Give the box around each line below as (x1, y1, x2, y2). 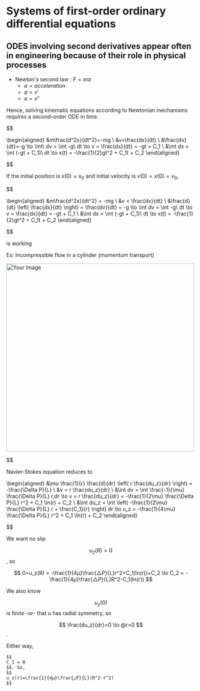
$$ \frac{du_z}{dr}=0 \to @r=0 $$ (59, 621, 143, 628)
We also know (6, 587, 41, 594)
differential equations (6, 17, 116, 31)
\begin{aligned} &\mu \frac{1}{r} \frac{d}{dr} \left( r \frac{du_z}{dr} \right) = (6, 480, 193, 487)
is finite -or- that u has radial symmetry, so (6, 610, 112, 617)
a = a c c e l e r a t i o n (23, 82, 66, 89)
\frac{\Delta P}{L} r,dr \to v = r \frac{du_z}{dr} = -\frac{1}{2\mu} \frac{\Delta (6, 492, 194, 500)
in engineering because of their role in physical (6, 50, 186, 61)
